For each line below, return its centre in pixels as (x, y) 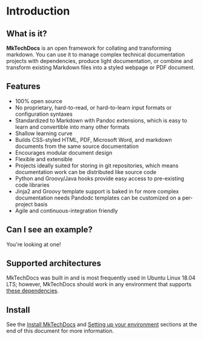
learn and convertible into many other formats (72, 127)
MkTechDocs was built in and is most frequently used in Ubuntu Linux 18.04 (101, 278)
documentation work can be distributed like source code (85, 172)
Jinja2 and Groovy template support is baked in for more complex (97, 191)
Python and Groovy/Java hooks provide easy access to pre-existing (100, 178)
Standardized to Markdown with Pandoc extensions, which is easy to (101, 120)
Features (23, 86)
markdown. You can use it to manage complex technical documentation (96, 55)
